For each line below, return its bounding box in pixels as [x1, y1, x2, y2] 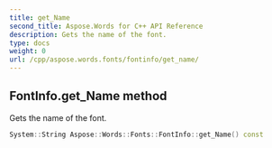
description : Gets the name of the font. [9, 30, 168, 39]
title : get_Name [9, 13, 70, 23]
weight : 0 [9, 47, 47, 56]
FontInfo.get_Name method [9, 88, 168, 104]
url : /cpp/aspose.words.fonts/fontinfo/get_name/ [9, 55, 200, 64]
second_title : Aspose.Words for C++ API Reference [9, 22, 204, 31]
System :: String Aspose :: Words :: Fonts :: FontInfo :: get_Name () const [9, 130, 264, 139]
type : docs [9, 38, 50, 48]
